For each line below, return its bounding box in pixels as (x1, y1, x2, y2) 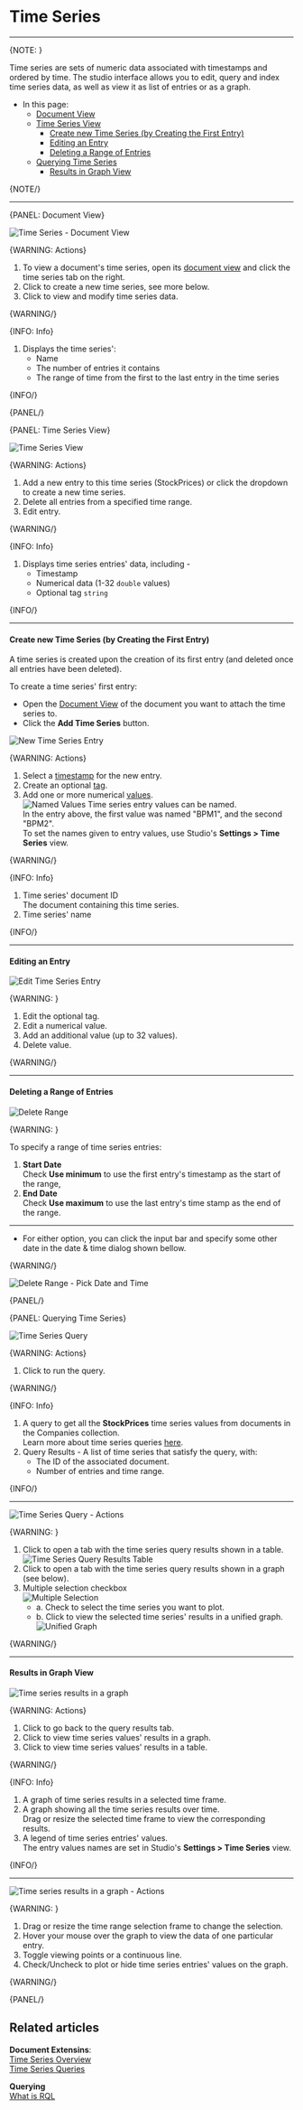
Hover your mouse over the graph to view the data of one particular (22, 1930, 274, 1941)
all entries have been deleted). (9, 664, 123, 675)
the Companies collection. (22, 1427, 120, 1438)
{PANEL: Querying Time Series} (9, 1312, 127, 1323)
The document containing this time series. (22, 900, 179, 910)
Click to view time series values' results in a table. (22, 1741, 208, 1752)
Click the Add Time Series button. (22, 718, 150, 729)
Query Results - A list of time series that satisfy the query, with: (22, 1446, 258, 1457)
